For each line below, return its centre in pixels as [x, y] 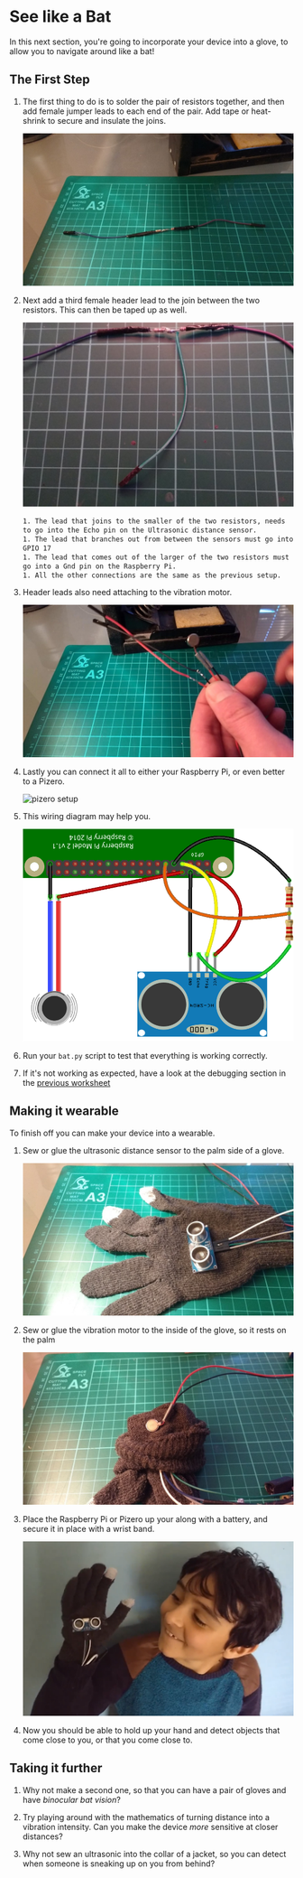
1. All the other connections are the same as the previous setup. [151, 575]
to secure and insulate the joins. [107, 120]
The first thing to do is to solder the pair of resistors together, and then [153, 101]
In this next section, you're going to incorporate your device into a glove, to [149, 42]
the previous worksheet [66, 1083]
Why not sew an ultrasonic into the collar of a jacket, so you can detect [154, 1854]
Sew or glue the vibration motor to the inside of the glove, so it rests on [154, 1330]
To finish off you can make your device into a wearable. [112, 1133]
